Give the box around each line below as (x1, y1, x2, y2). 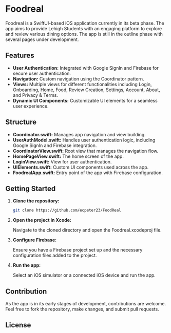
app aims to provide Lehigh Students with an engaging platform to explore (5, 25, 162, 31)
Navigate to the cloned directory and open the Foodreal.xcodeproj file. (12, 227, 162, 233)
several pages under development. (5, 36, 79, 43)
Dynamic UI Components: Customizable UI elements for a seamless (12, 97, 158, 103)
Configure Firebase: (12, 237, 57, 243)
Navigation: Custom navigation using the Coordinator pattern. (12, 75, 145, 82)
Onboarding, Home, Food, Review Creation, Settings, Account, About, (12, 87, 160, 93)
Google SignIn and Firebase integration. (12, 142, 97, 149)
